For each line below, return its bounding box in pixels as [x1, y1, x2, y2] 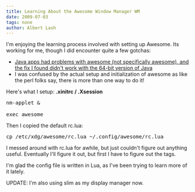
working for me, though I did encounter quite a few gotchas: [6, 47, 151, 54]
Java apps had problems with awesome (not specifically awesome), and [14, 58, 189, 65]
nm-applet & [6, 100, 40, 106]
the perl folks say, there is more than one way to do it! [14, 77, 145, 84]
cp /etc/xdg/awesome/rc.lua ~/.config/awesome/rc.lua [6, 134, 164, 140]
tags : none [6, 19, 33, 25]
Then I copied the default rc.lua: [6, 122, 83, 129]
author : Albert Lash [6, 25, 57, 31]
